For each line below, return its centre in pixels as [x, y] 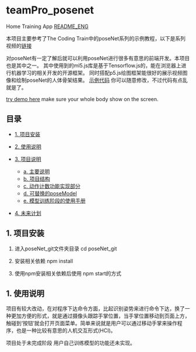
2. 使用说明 [28, 146]
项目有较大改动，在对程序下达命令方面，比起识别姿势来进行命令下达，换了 [95, 309]
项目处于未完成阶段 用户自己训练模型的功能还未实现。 [71, 343]
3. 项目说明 [28, 159]
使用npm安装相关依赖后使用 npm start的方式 [68, 273]
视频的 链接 [19, 46]
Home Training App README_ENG [47, 26]
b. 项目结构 [37, 178]
